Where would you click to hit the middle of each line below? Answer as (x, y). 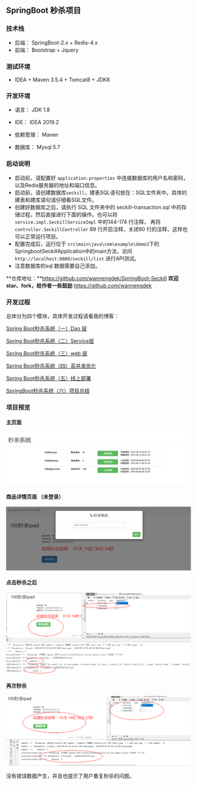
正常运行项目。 (43, 236)
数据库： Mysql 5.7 (37, 147)
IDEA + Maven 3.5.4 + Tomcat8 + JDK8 (62, 79)
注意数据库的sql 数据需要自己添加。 (57, 266)
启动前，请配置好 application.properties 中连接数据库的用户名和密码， (101, 178)
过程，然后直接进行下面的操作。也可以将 (69, 214)
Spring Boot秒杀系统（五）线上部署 (49, 378)
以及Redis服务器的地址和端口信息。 (57, 185)
